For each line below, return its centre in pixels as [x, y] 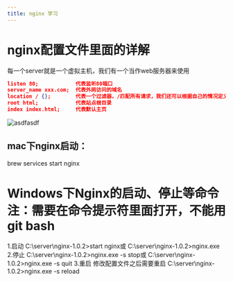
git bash [31, 226]
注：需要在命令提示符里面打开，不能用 [117, 210]
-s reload [67, 271]
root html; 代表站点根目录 [60, 103]
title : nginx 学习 [33, 14]
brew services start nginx [43, 163]
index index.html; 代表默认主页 [57, 109]
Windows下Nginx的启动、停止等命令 [113, 193]
